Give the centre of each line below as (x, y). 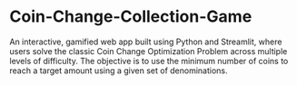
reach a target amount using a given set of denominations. (119, 71)
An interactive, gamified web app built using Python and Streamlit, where (146, 42)
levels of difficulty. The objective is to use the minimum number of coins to (149, 61)
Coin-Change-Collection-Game (131, 17)
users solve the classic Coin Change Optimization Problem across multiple (148, 51)
